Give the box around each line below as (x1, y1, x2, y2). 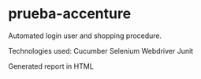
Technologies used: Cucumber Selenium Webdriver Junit (8, 46, 194, 55)
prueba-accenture (8, 5, 132, 23)
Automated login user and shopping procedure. (8, 31, 162, 40)
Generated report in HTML (8, 61, 95, 71)
